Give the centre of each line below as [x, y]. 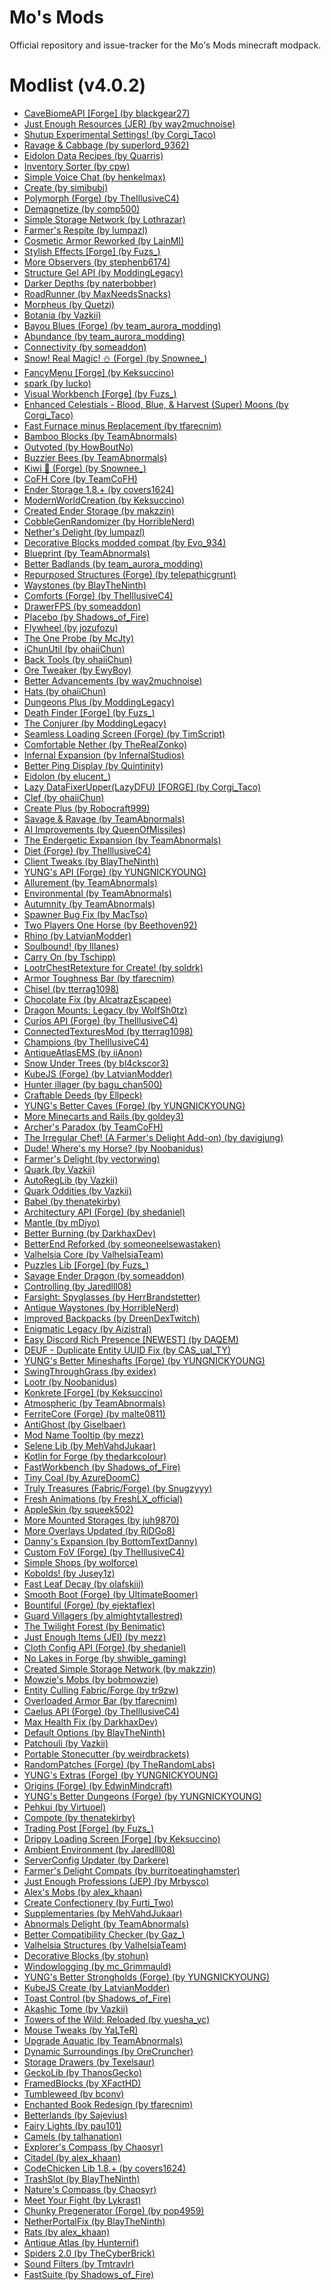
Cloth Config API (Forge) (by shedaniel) [105, 1647]
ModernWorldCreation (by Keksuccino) [104, 500]
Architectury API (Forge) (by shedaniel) [104, 1212]
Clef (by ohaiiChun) [64, 797]
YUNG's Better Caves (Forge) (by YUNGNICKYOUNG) [134, 1105]
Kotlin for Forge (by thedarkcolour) [95, 1456]
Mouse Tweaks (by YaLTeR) [81, 2030]
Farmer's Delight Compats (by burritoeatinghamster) [132, 1870]
